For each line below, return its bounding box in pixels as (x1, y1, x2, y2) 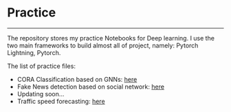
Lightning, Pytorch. (7, 48, 61, 56)
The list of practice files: (7, 62, 76, 70)
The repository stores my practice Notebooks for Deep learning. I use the (7, 34, 215, 42)
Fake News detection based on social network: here (16, 82, 165, 91)
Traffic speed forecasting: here (16, 97, 105, 105)
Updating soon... (16, 89, 65, 98)
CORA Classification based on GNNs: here (16, 75, 137, 83)
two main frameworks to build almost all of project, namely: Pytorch (7, 41, 199, 49)
